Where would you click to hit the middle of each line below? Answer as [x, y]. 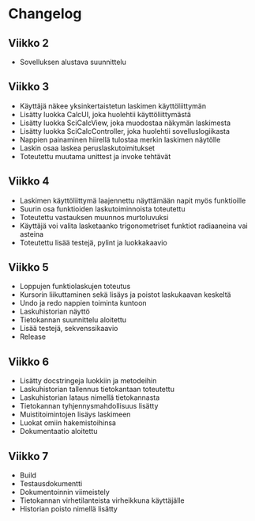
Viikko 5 [28, 267]
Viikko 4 [29, 182]
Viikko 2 [29, 43]
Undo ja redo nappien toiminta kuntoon [83, 303]
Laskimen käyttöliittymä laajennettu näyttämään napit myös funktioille [133, 200]
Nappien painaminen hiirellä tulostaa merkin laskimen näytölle [120, 139]
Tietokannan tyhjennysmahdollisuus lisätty [89, 406]
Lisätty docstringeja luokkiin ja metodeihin [88, 381]
